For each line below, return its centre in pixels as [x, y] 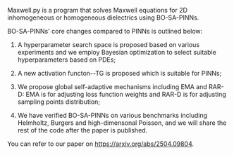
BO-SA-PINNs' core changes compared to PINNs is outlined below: [105, 31]
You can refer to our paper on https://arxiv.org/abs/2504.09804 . [101, 144]
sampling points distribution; [59, 102]
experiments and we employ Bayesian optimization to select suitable [117, 52]
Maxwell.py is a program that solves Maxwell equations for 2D [98, 10]
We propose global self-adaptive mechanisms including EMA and [112, 87]
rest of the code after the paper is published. [82, 130]
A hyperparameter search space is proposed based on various [108, 45]
